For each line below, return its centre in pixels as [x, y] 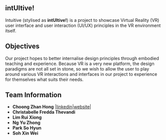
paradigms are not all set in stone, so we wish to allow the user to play [77, 69]
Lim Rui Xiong [27, 117]
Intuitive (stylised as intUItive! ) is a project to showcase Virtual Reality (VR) [82, 20]
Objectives [22, 46]
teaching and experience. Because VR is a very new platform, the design [80, 64]
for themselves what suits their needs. [44, 79]
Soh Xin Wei [25, 133]
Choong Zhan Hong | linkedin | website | [52, 107]
